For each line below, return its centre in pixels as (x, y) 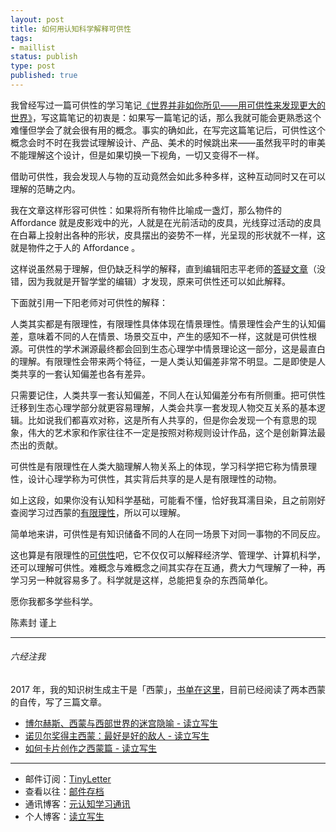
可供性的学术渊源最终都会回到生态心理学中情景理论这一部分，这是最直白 (176, 348)
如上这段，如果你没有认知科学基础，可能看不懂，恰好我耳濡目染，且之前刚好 (168, 500)
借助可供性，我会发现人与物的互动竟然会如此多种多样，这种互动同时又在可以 (168, 176)
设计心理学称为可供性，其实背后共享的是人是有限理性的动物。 (154, 478)
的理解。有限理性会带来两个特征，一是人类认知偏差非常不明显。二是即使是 (163, 361)
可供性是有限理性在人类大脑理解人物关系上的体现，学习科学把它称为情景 (159, 466)
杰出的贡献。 (36, 445)
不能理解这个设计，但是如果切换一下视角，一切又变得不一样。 (137, 155)
